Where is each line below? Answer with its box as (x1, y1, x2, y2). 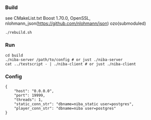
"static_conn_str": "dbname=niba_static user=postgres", (14, 101, 134, 107)
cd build (5, 53, 23, 58)
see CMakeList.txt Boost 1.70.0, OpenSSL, (5, 15, 91, 21)
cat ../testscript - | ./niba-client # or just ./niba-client (5, 61, 136, 66)
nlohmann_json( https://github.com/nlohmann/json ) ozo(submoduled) (5, 20, 146, 26)
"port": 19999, (14, 93, 46, 98)
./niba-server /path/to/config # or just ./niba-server (5, 57, 123, 62)
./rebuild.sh (5, 30, 32, 35)
